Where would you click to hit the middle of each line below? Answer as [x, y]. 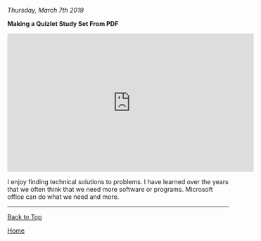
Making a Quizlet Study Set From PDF [63, 24]
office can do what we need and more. [63, 197]
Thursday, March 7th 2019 [46, 10]
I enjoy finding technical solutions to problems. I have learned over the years [118, 182]
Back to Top [25, 217]
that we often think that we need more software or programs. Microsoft [110, 189]
